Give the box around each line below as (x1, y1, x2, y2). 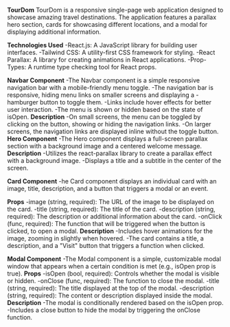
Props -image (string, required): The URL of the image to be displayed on (7, 198, 214, 205)
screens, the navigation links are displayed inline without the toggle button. (7, 127, 219, 135)
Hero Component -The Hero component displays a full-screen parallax (7, 135, 208, 143)
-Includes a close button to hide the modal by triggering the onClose (7, 306, 200, 314)
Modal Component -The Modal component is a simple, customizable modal (7, 255, 222, 263)
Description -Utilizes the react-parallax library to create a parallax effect (7, 149, 212, 157)
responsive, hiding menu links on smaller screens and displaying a (7, 91, 194, 99)
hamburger (7, 98, 39, 106)
